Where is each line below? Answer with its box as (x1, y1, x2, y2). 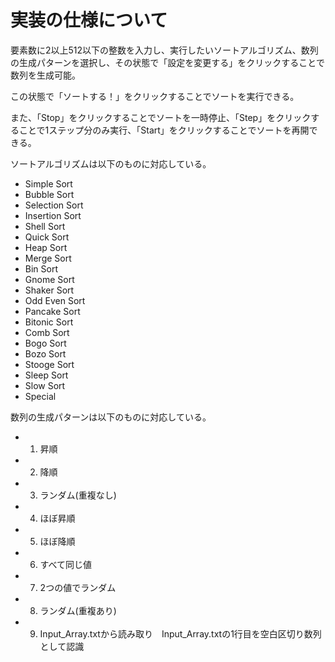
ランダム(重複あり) (39, 604, 117, 616)
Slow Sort (24, 379, 66, 391)
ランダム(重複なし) (39, 489, 117, 501)
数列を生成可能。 (10, 69, 81, 81)
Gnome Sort (24, 273, 75, 285)
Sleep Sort (24, 369, 69, 381)
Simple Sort (24, 177, 73, 190)
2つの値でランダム (39, 581, 117, 593)
